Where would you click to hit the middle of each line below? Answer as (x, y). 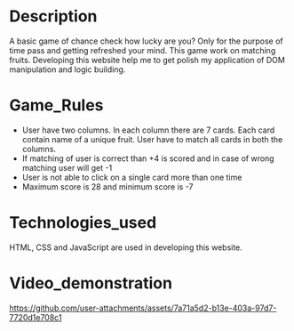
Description (53, 16)
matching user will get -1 (67, 167)
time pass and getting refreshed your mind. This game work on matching (143, 50)
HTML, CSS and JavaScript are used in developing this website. (126, 247)
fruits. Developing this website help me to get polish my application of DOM (147, 60)
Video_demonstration (91, 283)
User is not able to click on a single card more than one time (132, 177)
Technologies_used (83, 223)
